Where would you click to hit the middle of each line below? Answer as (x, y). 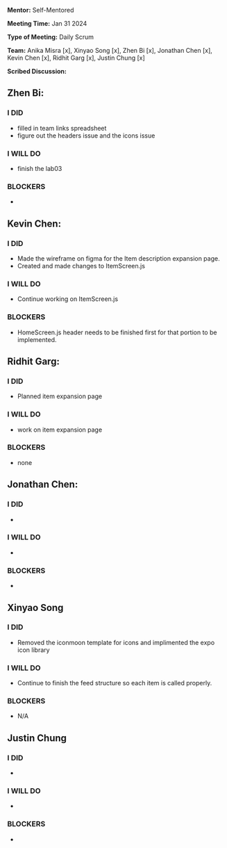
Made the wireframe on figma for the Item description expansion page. (118, 258)
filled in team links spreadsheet (62, 128)
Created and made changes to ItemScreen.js (81, 266)
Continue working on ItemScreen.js (68, 299)
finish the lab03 (40, 168)
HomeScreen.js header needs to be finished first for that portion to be (117, 332)
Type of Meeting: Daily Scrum (51, 37)
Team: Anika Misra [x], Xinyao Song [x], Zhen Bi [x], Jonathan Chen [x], (110, 50)
